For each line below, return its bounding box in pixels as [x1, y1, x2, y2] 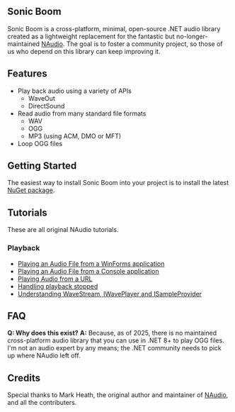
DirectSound [28, 101, 65, 110]
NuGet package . [7, 186, 55, 194]
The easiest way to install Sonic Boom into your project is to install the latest [7, 179, 229, 187]
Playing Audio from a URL [17, 274, 93, 283]
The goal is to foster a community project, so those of [66, 39, 223, 48]
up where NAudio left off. [7, 351, 81, 360]
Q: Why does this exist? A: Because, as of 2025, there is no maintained [7, 329, 217, 338]
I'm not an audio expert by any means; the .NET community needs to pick [7, 344, 222, 352]
